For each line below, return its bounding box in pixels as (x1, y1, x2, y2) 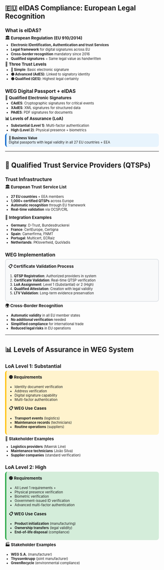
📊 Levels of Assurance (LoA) (5, 116, 63, 122)
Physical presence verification (14, 490, 63, 495)
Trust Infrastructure (5, 176, 52, 183)
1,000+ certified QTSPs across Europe (11, 198, 74, 203)
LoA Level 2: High (5, 464, 46, 471)
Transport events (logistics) (14, 416, 60, 421)
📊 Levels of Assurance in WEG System (5, 345, 134, 354)
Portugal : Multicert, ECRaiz (11, 236, 55, 241)
